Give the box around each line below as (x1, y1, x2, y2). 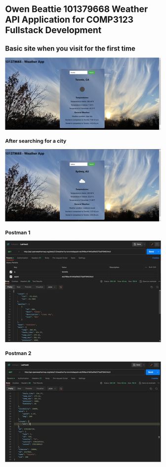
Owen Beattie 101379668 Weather (5, 3, 148, 15)
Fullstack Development (5, 25, 102, 36)
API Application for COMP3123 (5, 14, 134, 25)
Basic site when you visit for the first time (5, 44, 136, 52)
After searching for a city (5, 138, 67, 145)
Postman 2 (5, 350, 32, 357)
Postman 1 (5, 229, 31, 236)
